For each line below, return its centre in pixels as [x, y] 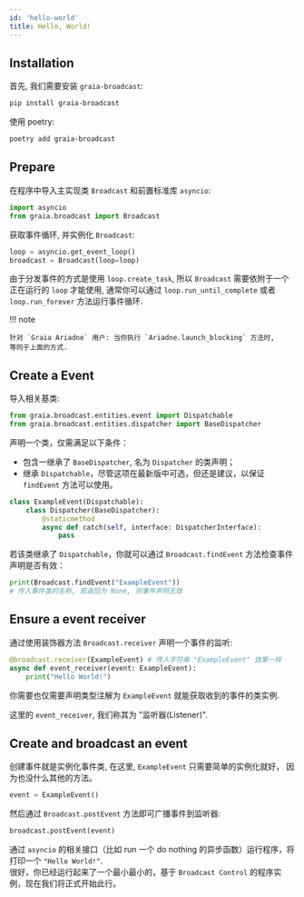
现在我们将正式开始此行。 [73, 883]
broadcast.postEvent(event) [63, 831]
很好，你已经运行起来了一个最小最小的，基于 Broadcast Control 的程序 [142, 872]
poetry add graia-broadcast [63, 139]
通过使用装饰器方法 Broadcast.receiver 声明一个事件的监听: [121, 643]
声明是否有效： [37, 565]
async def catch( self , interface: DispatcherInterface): [152, 527]
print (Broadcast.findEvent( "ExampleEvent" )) [95, 583]
